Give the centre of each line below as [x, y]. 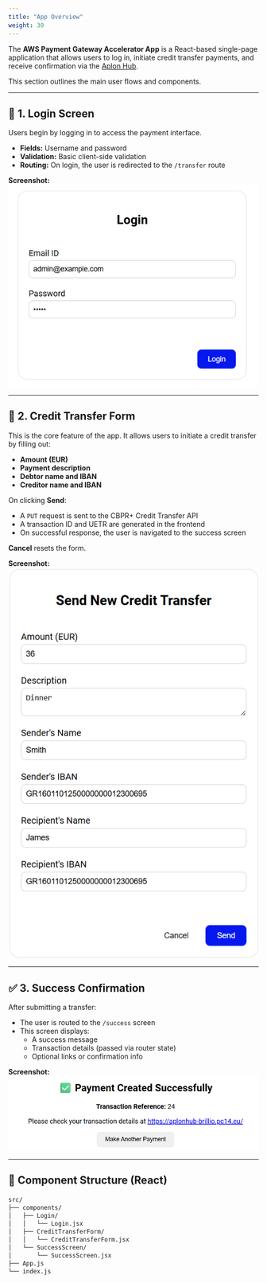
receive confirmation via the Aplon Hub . [74, 66]
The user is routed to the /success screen [87, 1022]
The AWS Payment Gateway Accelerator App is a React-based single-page [133, 49]
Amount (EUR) [44, 459]
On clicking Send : [37, 500]
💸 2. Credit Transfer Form [72, 417]
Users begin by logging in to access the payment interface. [105, 133]
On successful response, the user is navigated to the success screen [133, 532]
